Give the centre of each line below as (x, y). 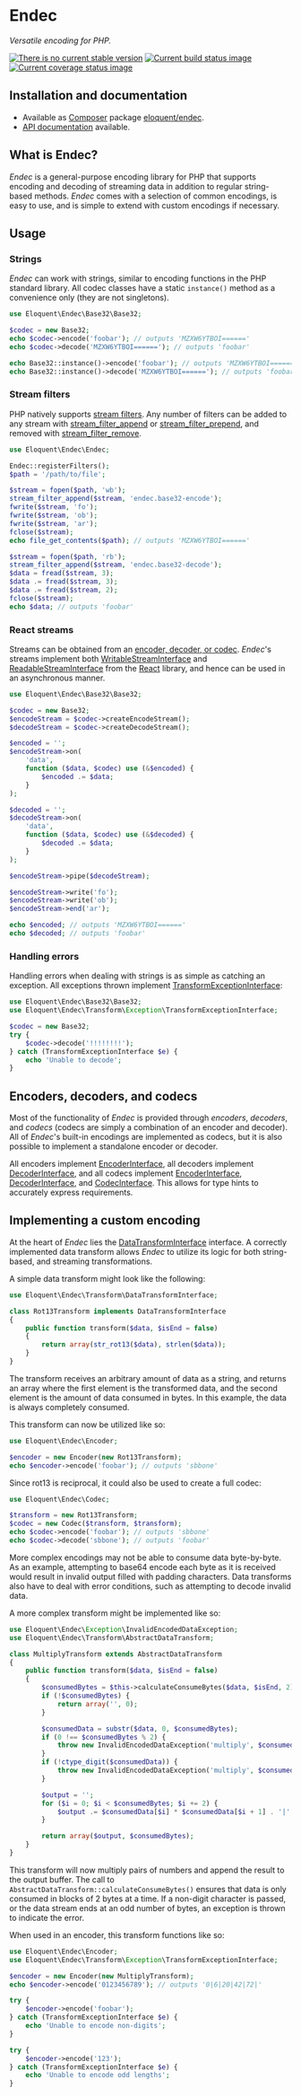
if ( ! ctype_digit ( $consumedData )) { (110, 1762)
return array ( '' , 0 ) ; (98, 1704)
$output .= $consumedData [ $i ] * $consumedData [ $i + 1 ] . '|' (174, 1811)
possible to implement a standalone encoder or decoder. (114, 1146)
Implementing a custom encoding (105, 1220)
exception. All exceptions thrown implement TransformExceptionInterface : (146, 986)
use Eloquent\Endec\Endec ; (60, 450)
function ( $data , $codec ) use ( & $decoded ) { (110, 835)
